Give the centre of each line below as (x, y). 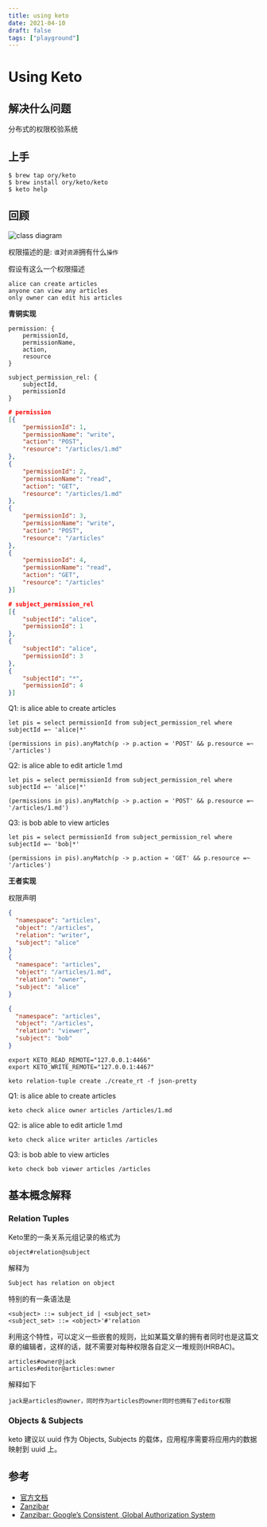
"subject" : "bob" (44, 1039)
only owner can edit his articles (66, 298)
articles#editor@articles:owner (62, 1369)
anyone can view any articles (58, 291)
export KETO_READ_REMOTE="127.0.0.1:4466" (79, 1060)
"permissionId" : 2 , (55, 471)
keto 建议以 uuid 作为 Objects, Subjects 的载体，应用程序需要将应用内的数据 (133, 1439)
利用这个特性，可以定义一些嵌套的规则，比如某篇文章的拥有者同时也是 (123, 1336)
